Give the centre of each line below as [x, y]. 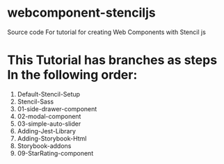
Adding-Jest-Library [47, 131]
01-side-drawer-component [57, 108]
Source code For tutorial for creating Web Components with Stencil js [107, 32]
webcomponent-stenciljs [81, 13]
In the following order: [72, 75]
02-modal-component [49, 116]
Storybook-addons [44, 146]
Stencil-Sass [35, 101]
